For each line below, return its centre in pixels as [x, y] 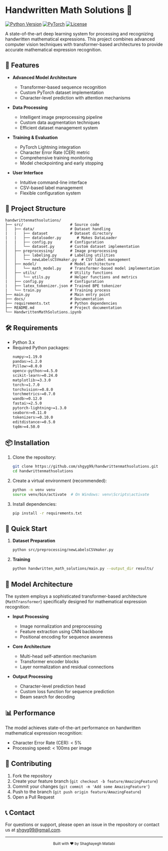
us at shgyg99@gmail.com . [33, 830]
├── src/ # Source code [52, 224]
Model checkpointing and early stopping [61, 163]
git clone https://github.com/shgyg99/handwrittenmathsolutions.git [85, 467]
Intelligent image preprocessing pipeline [61, 117]
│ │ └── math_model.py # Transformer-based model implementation [82, 268]
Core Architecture [31, 646]
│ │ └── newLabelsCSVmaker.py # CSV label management [68, 259]
